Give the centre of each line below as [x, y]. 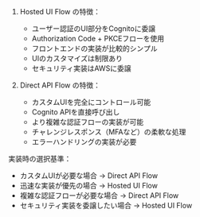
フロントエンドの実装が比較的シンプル [94, 48]
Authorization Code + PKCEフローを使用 [98, 39]
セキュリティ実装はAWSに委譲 [81, 68]
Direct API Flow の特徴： [60, 85]
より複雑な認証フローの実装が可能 [88, 122]
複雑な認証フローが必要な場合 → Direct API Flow [99, 196]
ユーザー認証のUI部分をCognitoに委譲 [94, 29]
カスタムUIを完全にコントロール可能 [91, 102]
